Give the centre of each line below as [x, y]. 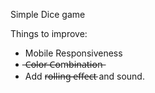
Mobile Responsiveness [73, 53]
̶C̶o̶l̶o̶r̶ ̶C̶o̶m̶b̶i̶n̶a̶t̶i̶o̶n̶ [63, 64]
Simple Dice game [48, 14]
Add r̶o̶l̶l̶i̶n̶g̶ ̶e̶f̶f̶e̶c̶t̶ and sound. [84, 76]
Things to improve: [49, 33]
